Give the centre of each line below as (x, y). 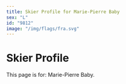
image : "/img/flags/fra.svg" (43, 28)
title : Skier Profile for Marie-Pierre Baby (63, 12)
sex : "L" (17, 17)
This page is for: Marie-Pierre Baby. (51, 75)
